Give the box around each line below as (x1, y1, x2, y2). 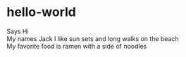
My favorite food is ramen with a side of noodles (6, 42, 147, 50)
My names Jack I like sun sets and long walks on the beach (6, 34, 179, 42)
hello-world (6, 4, 77, 20)
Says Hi (6, 27, 29, 35)
